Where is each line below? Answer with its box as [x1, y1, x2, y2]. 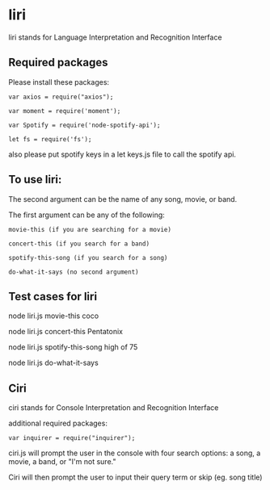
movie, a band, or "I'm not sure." [8, 457, 116, 467]
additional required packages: [8, 418, 108, 429]
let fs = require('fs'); [8, 135, 92, 143]
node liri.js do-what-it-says [8, 358, 99, 368]
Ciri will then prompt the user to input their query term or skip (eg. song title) [8, 472, 263, 482]
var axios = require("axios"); [8, 93, 114, 101]
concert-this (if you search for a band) [8, 240, 150, 248]
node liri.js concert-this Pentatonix [8, 327, 124, 337]
